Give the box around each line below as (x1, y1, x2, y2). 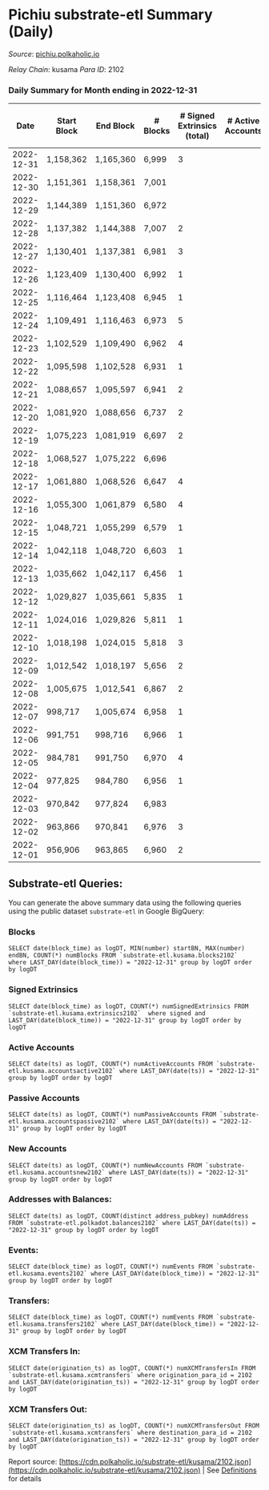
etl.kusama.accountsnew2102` (8, 1168, 106, 1176)
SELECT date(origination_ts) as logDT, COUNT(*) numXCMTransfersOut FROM (8, 1422, 260, 1430)
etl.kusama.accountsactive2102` (8, 1066, 116, 1074)
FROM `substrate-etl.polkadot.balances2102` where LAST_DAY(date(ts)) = (8, 1219, 256, 1227)
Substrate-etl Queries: (8, 877, 123, 890)
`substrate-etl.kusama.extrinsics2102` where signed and (8, 1009, 206, 1018)
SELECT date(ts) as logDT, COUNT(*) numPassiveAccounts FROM (8, 1110, 217, 1119)
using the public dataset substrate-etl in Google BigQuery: (8, 906, 205, 916)
